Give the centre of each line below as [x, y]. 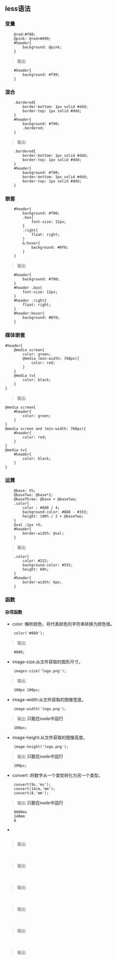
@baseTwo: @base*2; [34, 495]
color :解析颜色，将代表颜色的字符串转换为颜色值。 [63, 624]
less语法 [18, 9]
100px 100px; [27, 690]
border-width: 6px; [42, 582]
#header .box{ [28, 288]
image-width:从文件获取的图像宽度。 [49, 699]
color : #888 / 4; [41, 508]
